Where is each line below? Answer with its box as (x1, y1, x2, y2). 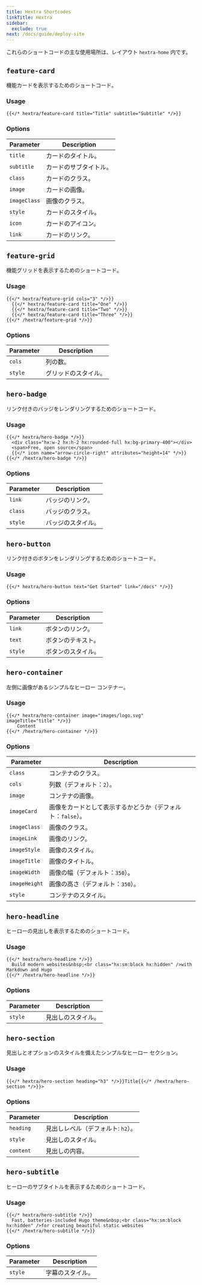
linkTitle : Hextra (6, 14, 52, 20)
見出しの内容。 (45, 1146, 88, 1155)
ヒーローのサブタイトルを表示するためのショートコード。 (6, 1183, 148, 1190)
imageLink (9, 835, 37, 842)
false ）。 (61, 812, 86, 820)
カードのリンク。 (46, 230, 94, 239)
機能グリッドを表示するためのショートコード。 (6, 266, 122, 274)
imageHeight (9, 881, 44, 887)
